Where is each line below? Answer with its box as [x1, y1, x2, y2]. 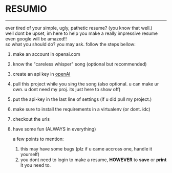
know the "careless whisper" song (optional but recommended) [12, 61, 147, 67]
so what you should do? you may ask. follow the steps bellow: [5, 41, 136, 47]
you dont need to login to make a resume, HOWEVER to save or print [20, 157, 167, 163]
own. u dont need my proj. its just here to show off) [12, 86, 121, 92]
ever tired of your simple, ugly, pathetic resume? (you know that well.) [5, 25, 153, 31]
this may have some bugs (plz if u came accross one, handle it [20, 145, 153, 152]
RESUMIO [5, 3, 47, 15]
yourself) [20, 151, 40, 157]
